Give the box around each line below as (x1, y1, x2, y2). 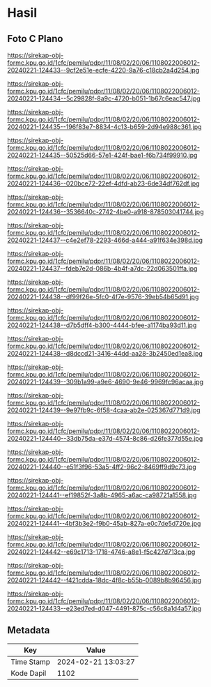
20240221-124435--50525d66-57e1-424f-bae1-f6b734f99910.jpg (7, 151, 198, 159)
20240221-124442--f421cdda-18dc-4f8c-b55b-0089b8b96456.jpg (7, 576, 202, 584)
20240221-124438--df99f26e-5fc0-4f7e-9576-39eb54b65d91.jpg (7, 293, 199, 301)
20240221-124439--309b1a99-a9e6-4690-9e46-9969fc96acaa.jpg (7, 378, 204, 386)
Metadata (7, 624, 50, 636)
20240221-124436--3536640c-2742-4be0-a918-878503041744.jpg (7, 208, 204, 216)
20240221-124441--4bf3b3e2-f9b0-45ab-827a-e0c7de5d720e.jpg (7, 520, 201, 527)
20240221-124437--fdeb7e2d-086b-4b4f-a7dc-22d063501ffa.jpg (7, 264, 198, 273)
